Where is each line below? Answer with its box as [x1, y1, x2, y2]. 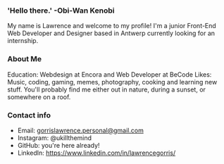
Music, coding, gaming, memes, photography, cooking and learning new [7, 77, 218, 86]
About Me [7, 54, 42, 64]
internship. [7, 37, 39, 45]
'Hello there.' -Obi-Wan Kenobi [7, 6, 115, 15]
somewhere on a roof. [7, 92, 71, 101]
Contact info [7, 110, 51, 120]
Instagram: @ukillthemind [17, 133, 92, 142]
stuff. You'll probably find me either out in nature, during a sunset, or [7, 85, 206, 94]
